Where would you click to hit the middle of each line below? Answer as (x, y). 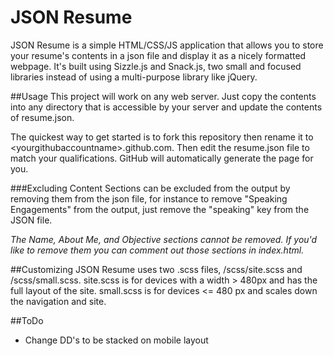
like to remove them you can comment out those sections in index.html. (157, 250)
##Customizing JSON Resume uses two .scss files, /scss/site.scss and (156, 269)
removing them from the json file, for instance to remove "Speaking (149, 198)
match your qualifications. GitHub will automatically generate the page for (162, 158)
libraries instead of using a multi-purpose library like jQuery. (134, 77)
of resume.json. (42, 117)
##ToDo (27, 320)
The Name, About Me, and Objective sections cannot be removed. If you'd (164, 239)
